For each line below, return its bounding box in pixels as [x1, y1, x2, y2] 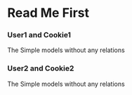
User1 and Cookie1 [7, 30, 72, 40]
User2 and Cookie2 [7, 63, 74, 73]
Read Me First [7, 5, 90, 21]
